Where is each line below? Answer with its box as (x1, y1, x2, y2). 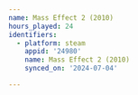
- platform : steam (16, 38, 87, 48)
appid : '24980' (24, 47, 82, 56)
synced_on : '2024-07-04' (24, 64, 118, 73)
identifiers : (8, 30, 58, 39)
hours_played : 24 (8, 22, 74, 31)
